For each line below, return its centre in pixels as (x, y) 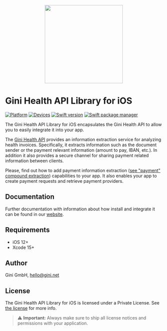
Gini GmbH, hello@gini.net (32, 275)
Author (16, 263)
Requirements (27, 230)
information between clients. (34, 161)
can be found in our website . (34, 214)
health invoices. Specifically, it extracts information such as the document (81, 145)
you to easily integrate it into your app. (45, 130)
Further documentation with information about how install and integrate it (80, 209)
